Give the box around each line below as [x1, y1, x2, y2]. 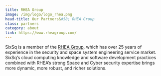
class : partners [5, 21, 39, 26]
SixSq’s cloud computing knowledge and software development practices [5, 55, 157, 60]
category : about [5, 26, 39, 31]
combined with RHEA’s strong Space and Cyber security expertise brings [5, 60, 155, 66]
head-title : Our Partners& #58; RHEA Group [5, 16, 95, 21]
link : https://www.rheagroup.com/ [5, 30, 77, 35]
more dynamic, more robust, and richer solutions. [5, 65, 107, 71]
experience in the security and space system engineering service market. [5, 49, 157, 55]
